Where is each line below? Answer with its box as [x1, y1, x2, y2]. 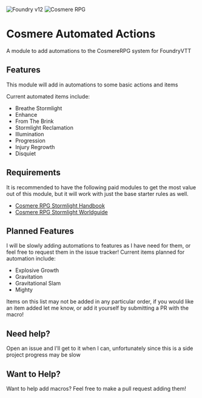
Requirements [6, 167, 61, 178]
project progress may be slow [6, 351, 81, 358]
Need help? [6, 329, 50, 339]
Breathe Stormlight [15, 104, 62, 112]
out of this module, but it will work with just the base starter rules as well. [6, 190, 189, 197]
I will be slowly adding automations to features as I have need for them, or [6, 242, 191, 250]
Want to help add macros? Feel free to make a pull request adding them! [6, 385, 187, 392]
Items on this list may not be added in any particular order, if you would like [6, 298, 194, 305]
